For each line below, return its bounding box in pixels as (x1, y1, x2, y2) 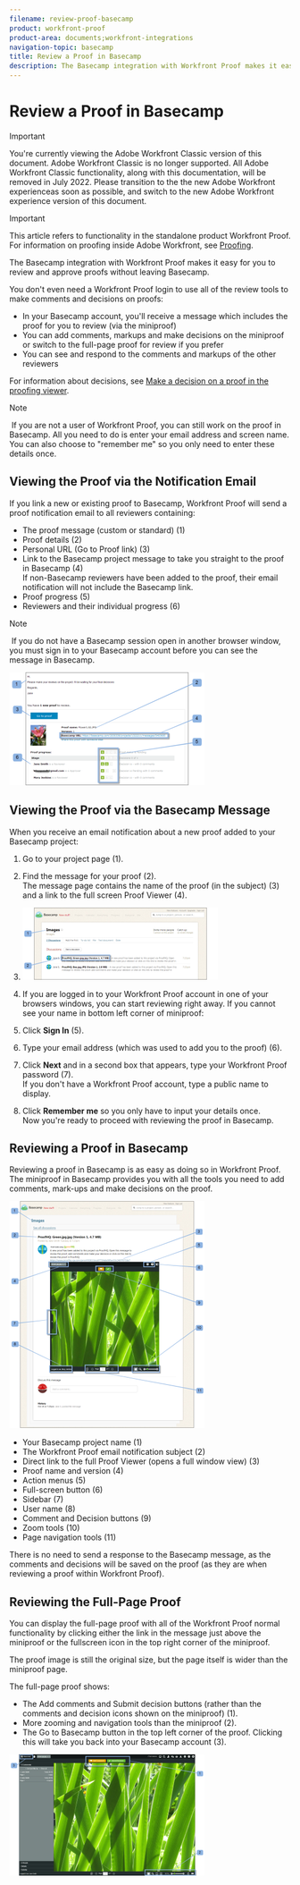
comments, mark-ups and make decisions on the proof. (9, 1183, 212, 1194)
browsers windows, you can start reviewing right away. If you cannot (21, 998, 276, 1009)
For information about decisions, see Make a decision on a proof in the (9, 376, 270, 386)
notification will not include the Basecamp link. (21, 581, 194, 592)
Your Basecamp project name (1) (21, 1437, 143, 1448)
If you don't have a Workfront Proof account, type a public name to (21, 1078, 270, 1089)
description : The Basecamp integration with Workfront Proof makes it (9, 62, 278, 71)
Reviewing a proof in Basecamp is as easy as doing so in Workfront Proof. (9, 1164, 281, 1175)
